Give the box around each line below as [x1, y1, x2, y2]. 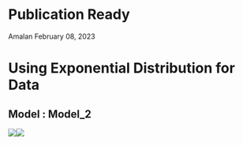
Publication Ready [8, 6, 130, 24]
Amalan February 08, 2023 [8, 32, 96, 41]
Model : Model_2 [8, 107, 92, 121]
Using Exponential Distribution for [8, 59, 235, 77]
